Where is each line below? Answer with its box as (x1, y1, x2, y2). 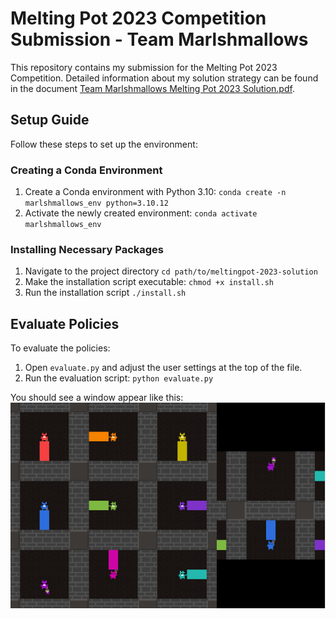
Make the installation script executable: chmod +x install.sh (24, 276, 275, 288)
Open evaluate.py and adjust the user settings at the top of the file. (24, 362, 303, 374)
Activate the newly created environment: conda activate (24, 207, 258, 219)
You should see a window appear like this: (10, 392, 184, 404)
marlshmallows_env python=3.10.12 (24, 198, 169, 209)
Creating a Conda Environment (10, 163, 163, 177)
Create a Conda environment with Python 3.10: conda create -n (24, 186, 287, 198)
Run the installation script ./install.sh (24, 287, 187, 299)
